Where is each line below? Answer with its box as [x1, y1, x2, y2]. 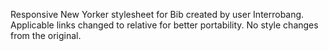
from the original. [10, 30, 82, 41]
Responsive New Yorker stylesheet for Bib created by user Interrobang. [10, 9, 305, 20]
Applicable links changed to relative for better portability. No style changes [10, 19, 319, 31]
